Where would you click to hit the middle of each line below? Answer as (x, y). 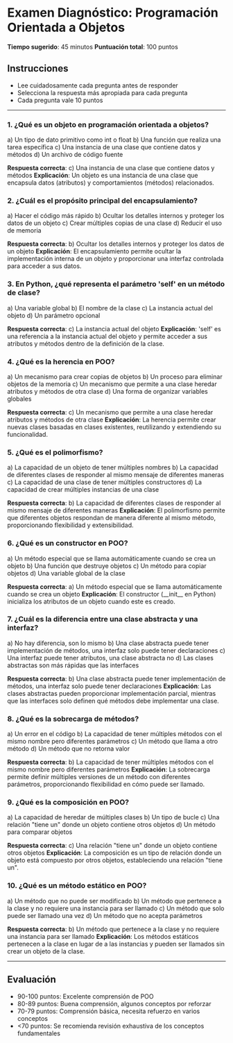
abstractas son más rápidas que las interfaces (73, 665)
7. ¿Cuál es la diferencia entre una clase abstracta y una (103, 619)
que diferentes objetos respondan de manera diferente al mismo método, (112, 518)
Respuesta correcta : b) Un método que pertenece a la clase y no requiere (113, 929)
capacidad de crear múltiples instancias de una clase (83, 490)
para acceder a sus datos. (44, 266)
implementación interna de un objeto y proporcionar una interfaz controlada (115, 259)
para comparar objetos (40, 832)
